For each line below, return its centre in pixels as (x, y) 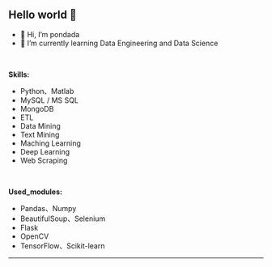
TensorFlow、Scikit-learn (62, 246)
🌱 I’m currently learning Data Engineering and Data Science (119, 43)
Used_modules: (36, 192)
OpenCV (34, 236)
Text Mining (40, 134)
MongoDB (37, 108)
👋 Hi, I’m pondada (50, 34)
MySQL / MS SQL (49, 100)
